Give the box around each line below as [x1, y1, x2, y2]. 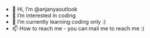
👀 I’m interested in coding [11, 12, 76, 19]
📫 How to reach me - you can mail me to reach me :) [11, 25, 145, 32]
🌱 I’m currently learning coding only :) [11, 18, 106, 25]
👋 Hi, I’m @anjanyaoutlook [11, 6, 77, 12]
